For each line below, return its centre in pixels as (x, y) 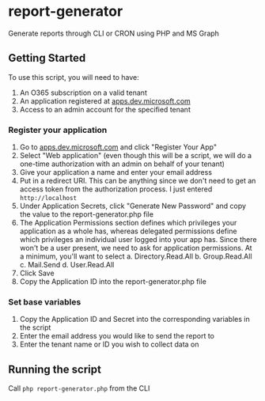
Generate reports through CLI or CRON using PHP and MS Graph (114, 33)
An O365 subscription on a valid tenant (83, 93)
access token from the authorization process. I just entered (116, 189)
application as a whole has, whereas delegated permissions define (128, 231)
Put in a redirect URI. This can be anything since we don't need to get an (138, 181)
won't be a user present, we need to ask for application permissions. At (136, 248)
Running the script (55, 369)
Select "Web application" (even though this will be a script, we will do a (135, 156)
